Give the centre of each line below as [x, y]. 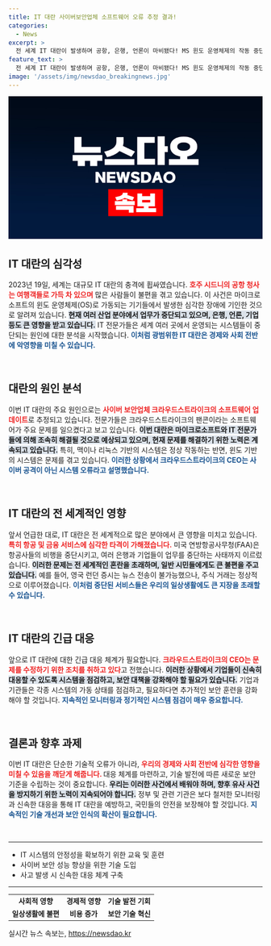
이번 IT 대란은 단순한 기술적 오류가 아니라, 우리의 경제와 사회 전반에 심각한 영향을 [134, 764]
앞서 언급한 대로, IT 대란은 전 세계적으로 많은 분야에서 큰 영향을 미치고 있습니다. [133, 534]
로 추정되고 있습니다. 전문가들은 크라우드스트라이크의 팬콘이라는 [128, 419]
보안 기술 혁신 [129, 914]
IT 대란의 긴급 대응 [52, 638]
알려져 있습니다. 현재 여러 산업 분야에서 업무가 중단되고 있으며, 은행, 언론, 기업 [138, 315]
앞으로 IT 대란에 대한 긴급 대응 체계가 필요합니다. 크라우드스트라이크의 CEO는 [130, 659]
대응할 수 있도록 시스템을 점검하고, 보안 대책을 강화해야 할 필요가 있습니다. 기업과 [134, 679]
